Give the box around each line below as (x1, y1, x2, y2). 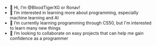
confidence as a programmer (9, 35, 68, 41)
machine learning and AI (9, 15, 59, 20)
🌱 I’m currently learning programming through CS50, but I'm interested (9, 20, 152, 26)
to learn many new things (9, 25, 61, 31)
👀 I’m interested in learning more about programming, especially (9, 10, 139, 15)
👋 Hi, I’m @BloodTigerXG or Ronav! (9, 5, 80, 10)
